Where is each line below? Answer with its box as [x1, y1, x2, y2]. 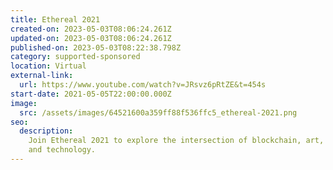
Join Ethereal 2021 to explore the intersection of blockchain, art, [28, 136, 325, 146]
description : [19, 126, 74, 136]
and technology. [28, 145, 97, 155]
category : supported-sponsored [10, 52, 141, 62]
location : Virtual [10, 61, 87, 71]
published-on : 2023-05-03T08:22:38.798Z [10, 42, 182, 53]
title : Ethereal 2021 [10, 14, 101, 25]
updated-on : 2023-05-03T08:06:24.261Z [10, 33, 172, 43]
